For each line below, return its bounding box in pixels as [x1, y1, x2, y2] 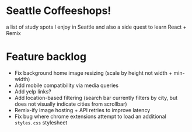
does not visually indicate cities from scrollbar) [14, 100, 127, 107]
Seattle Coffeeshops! [6, 4, 111, 18]
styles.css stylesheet [14, 119, 68, 126]
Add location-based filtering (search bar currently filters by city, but [14, 94, 178, 101]
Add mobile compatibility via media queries [14, 82, 118, 89]
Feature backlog [6, 50, 86, 64]
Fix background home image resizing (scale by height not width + [14, 69, 173, 77]
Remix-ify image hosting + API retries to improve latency [14, 106, 151, 113]
